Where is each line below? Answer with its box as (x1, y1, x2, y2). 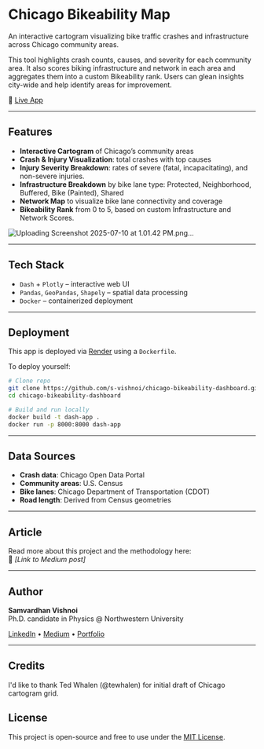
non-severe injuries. (19, 171, 85, 181)
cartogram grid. (8, 689, 59, 698)
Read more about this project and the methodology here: (8, 546, 192, 556)
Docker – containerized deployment (19, 296, 134, 305)
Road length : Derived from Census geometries (19, 495, 171, 505)
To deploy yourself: (8, 362, 71, 371)
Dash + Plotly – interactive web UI (19, 279, 130, 288)
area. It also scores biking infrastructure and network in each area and (8, 63, 236, 72)
